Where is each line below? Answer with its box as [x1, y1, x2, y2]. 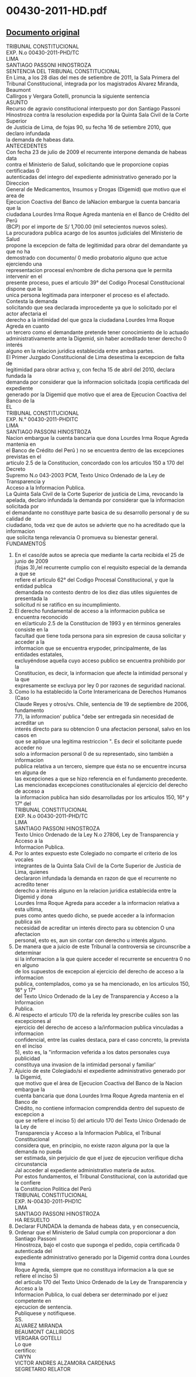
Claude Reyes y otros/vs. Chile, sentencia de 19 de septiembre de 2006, [14, 701, 189, 707]
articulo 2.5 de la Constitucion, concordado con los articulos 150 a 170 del [6, 459, 184, 466]
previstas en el [6, 453, 42, 460]
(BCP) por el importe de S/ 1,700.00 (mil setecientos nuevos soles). [6, 223, 168, 230]
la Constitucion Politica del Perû [14, 1186, 92, 1192]
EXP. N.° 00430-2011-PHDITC [6, 416, 78, 422]
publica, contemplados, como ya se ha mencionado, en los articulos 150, [14, 980, 190, 987]
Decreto [6, 466, 26, 472]
